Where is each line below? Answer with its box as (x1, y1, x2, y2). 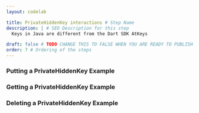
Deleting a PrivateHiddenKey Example (6, 99, 119, 107)
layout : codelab (6, 8, 46, 15)
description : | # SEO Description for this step (6, 25, 129, 31)
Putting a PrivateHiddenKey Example (6, 66, 115, 75)
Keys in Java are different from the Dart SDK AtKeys (11, 30, 148, 36)
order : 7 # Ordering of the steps (6, 47, 92, 53)
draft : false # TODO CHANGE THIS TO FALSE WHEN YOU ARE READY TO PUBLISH (6, 41, 194, 48)
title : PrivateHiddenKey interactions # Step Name (6, 19, 135, 26)
